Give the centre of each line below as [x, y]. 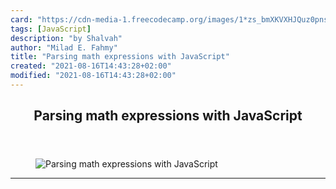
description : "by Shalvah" [66, 38]
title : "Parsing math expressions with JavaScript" [120, 57]
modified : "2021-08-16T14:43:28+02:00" [93, 76]
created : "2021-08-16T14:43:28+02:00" [91, 66]
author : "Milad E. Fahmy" [64, 47]
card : [21, 19]
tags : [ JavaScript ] [51, 29]
